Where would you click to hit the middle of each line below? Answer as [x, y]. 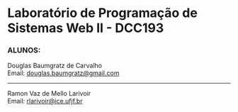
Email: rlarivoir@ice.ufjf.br [45, 101]
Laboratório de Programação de [103, 13]
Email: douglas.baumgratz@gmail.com [63, 73]
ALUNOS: [24, 50]
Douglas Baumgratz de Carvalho [55, 66]
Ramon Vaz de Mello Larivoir [49, 94]
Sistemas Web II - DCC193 [86, 28]
